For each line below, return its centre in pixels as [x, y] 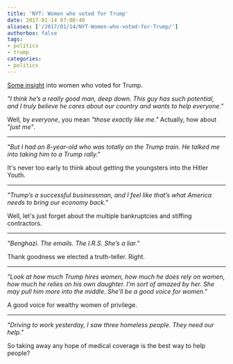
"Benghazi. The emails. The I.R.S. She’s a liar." [74, 243]
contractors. [25, 223]
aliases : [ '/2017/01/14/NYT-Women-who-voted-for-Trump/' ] [93, 26]
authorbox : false [32, 33]
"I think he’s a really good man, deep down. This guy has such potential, [111, 99]
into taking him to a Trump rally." [54, 154]
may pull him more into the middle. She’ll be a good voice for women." [107, 291]
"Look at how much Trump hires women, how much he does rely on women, [116, 276]
